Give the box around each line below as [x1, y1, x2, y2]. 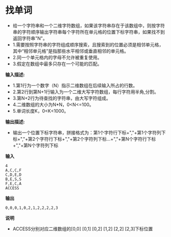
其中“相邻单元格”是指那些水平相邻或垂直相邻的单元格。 [12, 48, 129, 54]
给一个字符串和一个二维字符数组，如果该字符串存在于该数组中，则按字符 [12, 22, 165, 29]
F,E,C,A [5, 181, 22, 186]
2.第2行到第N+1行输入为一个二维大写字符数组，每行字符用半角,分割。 [12, 89, 159, 95]
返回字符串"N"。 [12, 35, 47, 41]
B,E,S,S [5, 176, 22, 181]
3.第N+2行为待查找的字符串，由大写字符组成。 [12, 95, 111, 101]
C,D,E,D [5, 172, 22, 177]
